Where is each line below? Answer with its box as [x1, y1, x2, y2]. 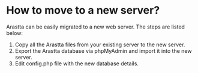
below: [6, 29, 23, 36]
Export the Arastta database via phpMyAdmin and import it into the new [14, 47, 192, 54]
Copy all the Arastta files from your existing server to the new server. [14, 41, 185, 48]
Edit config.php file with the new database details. [14, 60, 139, 67]
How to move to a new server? [6, 4, 160, 17]
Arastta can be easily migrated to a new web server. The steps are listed [6, 23, 185, 30]
